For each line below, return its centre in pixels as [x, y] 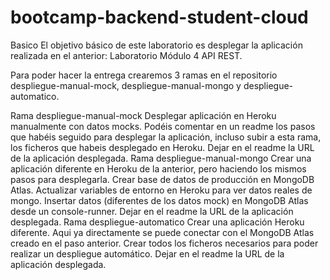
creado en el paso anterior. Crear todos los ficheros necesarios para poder [164, 243]
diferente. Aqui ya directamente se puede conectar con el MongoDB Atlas [162, 232]
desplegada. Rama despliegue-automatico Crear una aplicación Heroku [157, 222]
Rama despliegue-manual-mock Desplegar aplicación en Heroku [143, 115]
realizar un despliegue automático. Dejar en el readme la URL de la [147, 253]
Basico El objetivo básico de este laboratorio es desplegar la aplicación [156, 45]
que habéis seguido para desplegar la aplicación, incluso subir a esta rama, [166, 137]
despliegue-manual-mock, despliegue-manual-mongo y [126, 85]
